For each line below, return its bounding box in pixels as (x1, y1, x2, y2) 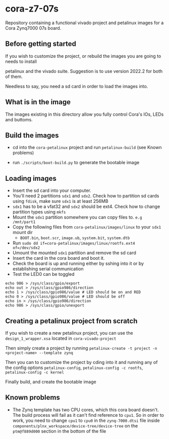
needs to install (5, 58, 37, 64)
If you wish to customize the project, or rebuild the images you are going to (5, 53, 161, 59)
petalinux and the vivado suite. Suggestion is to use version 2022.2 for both (5, 68, 163, 74)
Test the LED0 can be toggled (12, 271, 75, 277)
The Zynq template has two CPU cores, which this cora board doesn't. (12, 406, 159, 413)
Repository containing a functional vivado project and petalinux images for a (5, 20, 164, 26)
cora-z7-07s (5, 3, 59, 15)
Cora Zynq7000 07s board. (5, 25, 62, 31)
